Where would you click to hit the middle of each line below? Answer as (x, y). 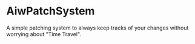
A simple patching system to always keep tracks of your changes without (97, 28)
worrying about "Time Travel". (44, 34)
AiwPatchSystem (51, 11)
